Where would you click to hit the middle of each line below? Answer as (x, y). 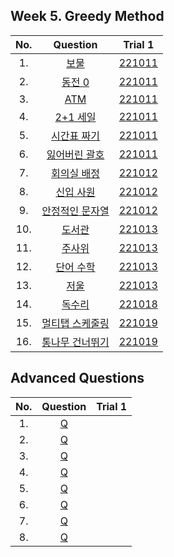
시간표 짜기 (75, 136)
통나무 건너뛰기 (75, 342)
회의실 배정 (75, 173)
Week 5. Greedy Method (87, 16)
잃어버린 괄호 (75, 154)
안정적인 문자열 (75, 211)
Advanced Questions (77, 378)
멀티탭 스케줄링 (75, 323)
